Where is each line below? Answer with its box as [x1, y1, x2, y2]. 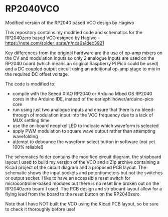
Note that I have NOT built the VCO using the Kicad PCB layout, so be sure [5, 200, 159, 206]
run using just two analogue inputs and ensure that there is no [12, 106, 140, 113]
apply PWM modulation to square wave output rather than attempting [12, 128, 156, 134]
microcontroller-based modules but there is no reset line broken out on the [5, 180, 159, 186]
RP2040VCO [5, 3, 60, 15]
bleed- [141, 106, 155, 113]
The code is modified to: [5, 81, 56, 87]
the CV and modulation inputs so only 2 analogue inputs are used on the [5, 55, 154, 61]
